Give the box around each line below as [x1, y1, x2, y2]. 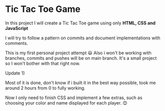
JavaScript [5, 25, 28, 31]
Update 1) [5, 70, 25, 76]
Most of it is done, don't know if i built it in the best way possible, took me [5, 80, 156, 86]
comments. [5, 40, 28, 46]
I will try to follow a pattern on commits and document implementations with [5, 35, 161, 41]
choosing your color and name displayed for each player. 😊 [5, 100, 128, 106]
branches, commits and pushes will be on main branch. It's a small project [5, 55, 157, 61]
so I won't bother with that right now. [5, 60, 81, 66]
